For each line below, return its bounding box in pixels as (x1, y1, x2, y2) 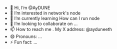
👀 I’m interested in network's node (9, 10, 81, 16)
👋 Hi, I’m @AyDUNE (9, 5, 50, 10)
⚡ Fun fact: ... (9, 39, 37, 45)
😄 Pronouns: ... (9, 33, 42, 39)
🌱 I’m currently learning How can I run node (9, 15, 100, 21)
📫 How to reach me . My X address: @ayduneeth (9, 26, 112, 32)
